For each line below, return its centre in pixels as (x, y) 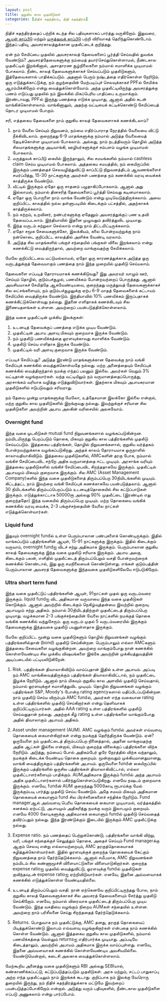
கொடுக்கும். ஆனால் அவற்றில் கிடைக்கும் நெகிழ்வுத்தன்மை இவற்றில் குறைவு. (78, 605)
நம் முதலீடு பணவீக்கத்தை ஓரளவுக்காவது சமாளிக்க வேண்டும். (71, 338)
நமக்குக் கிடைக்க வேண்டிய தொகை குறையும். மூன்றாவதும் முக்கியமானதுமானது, (87, 758)
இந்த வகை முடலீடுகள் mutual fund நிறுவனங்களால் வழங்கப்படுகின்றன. (74, 433)
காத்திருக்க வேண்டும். (33, 181)
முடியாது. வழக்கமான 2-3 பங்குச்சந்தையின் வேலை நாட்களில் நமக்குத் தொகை (78, 616)
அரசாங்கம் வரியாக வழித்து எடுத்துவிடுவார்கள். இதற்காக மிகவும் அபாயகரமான (80, 382)
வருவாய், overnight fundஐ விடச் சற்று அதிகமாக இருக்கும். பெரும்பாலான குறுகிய (82, 547)
